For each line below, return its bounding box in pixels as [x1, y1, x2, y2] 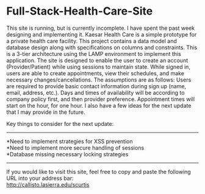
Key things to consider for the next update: [6, 120, 114, 127]
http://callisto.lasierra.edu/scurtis [6, 181, 90, 188]
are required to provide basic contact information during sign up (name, [6, 82, 187, 89]
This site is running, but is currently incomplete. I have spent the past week [6, 24, 195, 32]
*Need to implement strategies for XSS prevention [6, 137, 133, 145]
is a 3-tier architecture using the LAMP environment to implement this [6, 50, 181, 57]
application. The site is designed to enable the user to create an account [6, 57, 188, 64]
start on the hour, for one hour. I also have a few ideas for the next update [6, 102, 192, 109]
